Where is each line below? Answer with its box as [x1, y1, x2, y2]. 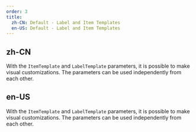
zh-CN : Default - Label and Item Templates [11, 19, 120, 25]
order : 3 [6, 8, 28, 15]
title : [6, 14, 23, 20]
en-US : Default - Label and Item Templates [11, 25, 120, 31]
